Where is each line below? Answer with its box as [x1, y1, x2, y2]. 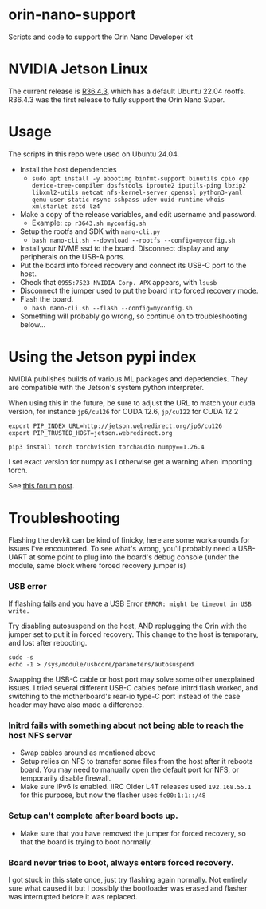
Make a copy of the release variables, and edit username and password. [19, 209, 257, 219]
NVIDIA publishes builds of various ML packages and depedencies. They [8, 373, 248, 384]
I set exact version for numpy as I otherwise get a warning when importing [8, 456, 252, 466]
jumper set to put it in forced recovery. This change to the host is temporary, [8, 629, 259, 639]
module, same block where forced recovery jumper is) [8, 560, 186, 570]
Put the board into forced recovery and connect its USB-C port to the [19, 260, 247, 270]
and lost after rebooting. [8, 638, 88, 647]
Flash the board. [19, 294, 74, 304]
